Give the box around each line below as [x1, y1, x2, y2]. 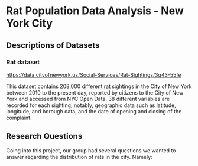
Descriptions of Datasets [6, 40, 100, 50]
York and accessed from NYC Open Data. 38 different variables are [6, 95, 170, 102]
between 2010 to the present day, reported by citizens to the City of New [6, 89, 184, 96]
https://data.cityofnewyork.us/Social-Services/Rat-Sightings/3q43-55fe [6, 71, 181, 78]
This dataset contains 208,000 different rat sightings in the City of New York [6, 83, 192, 90]
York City [6, 17, 53, 30]
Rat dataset [6, 58, 40, 66]
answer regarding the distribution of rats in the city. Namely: [6, 153, 152, 160]
